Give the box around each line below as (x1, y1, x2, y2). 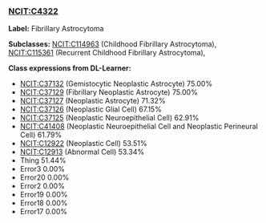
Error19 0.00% (19, 190, 68, 200)
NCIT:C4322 (8, 6, 58, 17)
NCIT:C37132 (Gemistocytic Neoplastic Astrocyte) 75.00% (19, 79, 213, 89)
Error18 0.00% (19, 198, 68, 208)
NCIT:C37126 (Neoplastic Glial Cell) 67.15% (19, 104, 162, 114)
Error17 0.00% (19, 207, 68, 217)
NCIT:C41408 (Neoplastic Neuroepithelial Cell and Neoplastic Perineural (19, 122, 258, 132)
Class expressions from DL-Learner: (8, 63, 131, 73)
